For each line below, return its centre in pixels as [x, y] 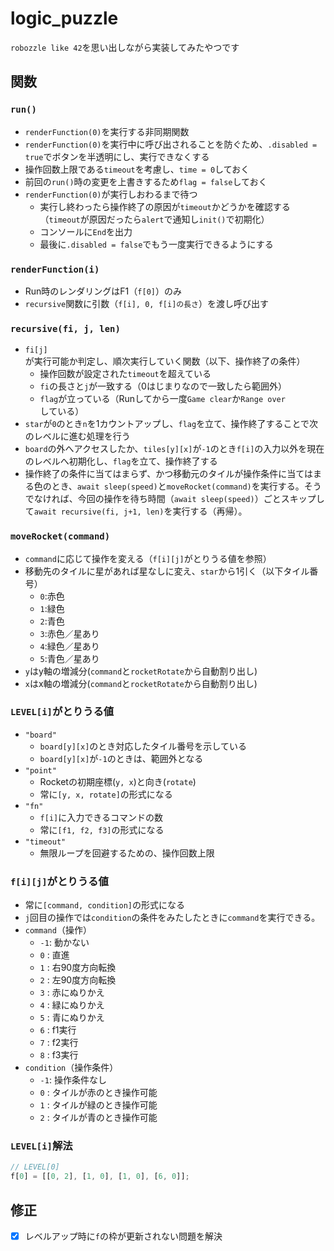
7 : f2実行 [59, 1043]
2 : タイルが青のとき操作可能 [98, 1118]
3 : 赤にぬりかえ [72, 993]
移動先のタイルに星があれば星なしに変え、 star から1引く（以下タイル [167, 571]
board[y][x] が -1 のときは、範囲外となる [121, 758]
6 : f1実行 [58, 1030]
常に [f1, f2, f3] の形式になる [102, 829]
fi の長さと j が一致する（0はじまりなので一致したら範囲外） [163, 386]
